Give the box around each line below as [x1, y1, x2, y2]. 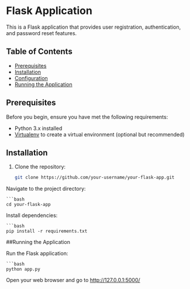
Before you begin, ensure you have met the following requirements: [6, 113, 168, 121]
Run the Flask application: [6, 250, 68, 257]
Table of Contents [6, 47, 73, 57]
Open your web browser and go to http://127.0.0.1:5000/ [6, 277, 140, 284]
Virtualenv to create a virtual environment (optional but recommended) [14, 130, 185, 138]
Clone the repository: [14, 163, 66, 170]
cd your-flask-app [6, 202, 51, 208]
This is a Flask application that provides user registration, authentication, [6, 23, 181, 30]
